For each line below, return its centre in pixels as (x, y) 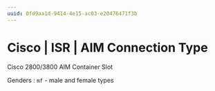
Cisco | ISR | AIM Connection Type (108, 47)
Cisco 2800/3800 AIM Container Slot (60, 67)
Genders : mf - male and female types (60, 80)
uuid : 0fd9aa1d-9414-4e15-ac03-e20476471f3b (72, 13)
